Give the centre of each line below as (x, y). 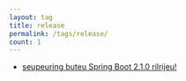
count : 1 (25, 42)
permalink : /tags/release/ (59, 33)
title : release (37, 26)
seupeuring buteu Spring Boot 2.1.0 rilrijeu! (99, 67)
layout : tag (31, 17)
